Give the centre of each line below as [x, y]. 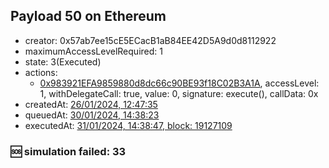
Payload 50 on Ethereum [88, 16]
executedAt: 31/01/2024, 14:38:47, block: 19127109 [128, 125]
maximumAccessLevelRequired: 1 [93, 51]
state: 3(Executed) [63, 61]
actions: [41, 72]
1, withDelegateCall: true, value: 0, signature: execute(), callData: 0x [179, 93]
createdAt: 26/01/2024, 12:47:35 [91, 104]
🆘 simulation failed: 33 [68, 151]
